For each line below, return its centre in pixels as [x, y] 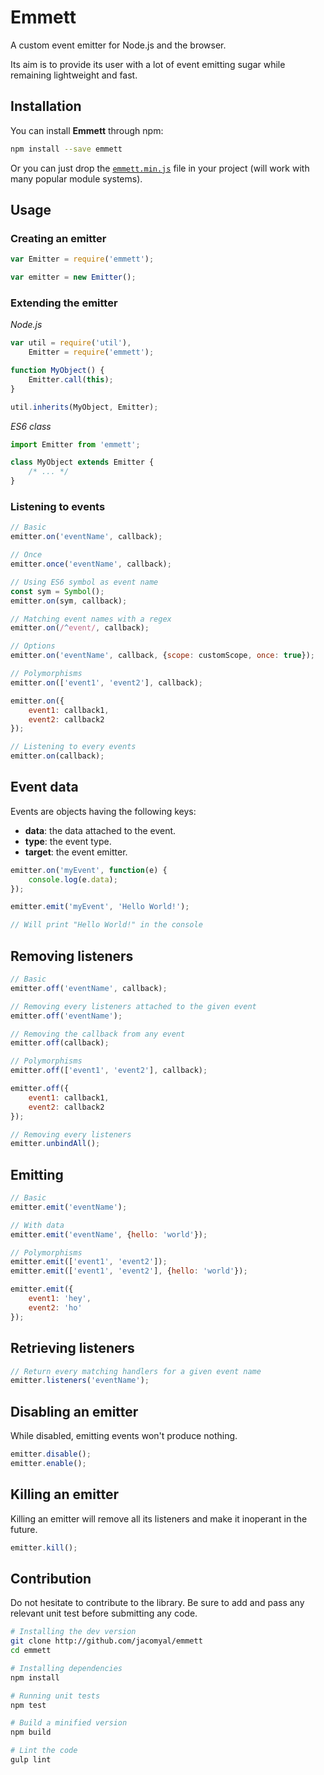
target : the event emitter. [76, 852]
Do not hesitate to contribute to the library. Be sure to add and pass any [157, 1603]
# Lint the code [44, 1751]
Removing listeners [72, 956]
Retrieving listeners [72, 1348]
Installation [46, 106]
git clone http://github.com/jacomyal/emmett [106, 1641]
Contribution [51, 1578]
